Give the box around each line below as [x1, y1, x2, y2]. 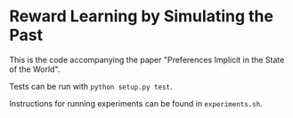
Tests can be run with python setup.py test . [9, 81, 173, 91]
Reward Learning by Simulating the [9, 6, 274, 27]
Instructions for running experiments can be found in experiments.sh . [9, 98, 263, 108]
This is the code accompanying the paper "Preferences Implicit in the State [9, 54, 285, 65]
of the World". [9, 64, 61, 75]
